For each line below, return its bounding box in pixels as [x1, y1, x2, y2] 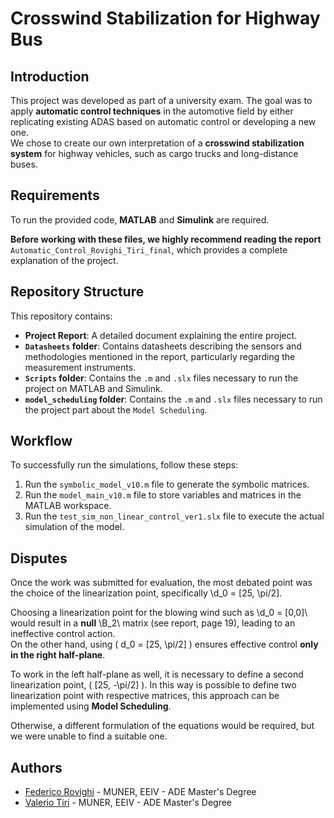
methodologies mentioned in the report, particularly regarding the [24, 350, 296, 362]
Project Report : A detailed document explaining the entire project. [24, 329, 298, 341]
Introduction [10, 68, 90, 85]
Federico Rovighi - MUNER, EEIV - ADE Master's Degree [24, 786, 257, 798]
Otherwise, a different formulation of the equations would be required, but [10, 720, 315, 732]
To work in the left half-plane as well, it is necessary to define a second [10, 668, 304, 681]
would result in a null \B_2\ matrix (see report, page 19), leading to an [10, 617, 296, 629]
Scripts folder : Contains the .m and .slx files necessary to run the [24, 372, 299, 384]
